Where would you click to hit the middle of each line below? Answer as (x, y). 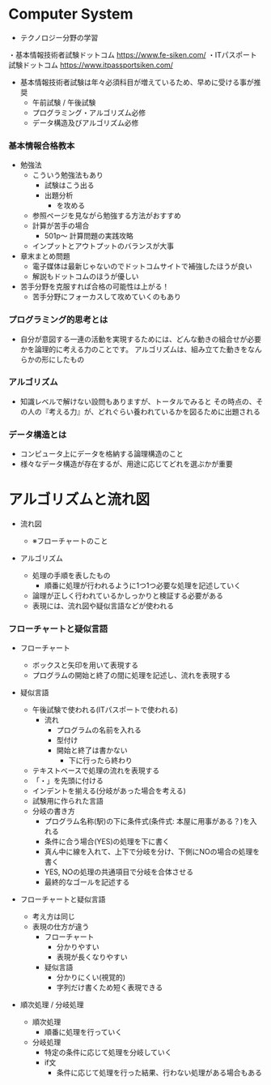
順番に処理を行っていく (83, 1032)
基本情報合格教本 (42, 145)
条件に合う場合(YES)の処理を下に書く (107, 842)
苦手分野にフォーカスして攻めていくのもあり (107, 297)
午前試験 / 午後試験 (64, 102)
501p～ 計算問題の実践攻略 (89, 236)
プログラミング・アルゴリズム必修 (89, 112)
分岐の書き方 (53, 811)
